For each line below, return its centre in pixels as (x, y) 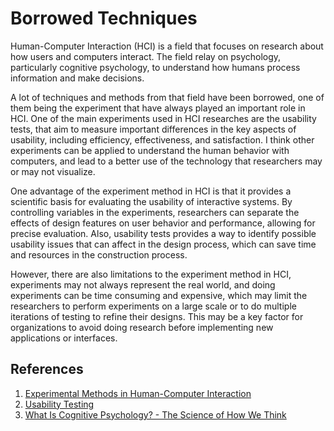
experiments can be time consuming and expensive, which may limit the (159, 295)
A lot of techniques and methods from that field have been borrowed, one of (167, 97)
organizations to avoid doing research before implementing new (142, 327)
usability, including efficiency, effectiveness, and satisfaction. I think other (162, 139)
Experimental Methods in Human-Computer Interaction (138, 393)
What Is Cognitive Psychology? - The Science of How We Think (155, 414)
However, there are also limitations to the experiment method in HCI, (151, 274)
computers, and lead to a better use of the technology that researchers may (166, 161)
